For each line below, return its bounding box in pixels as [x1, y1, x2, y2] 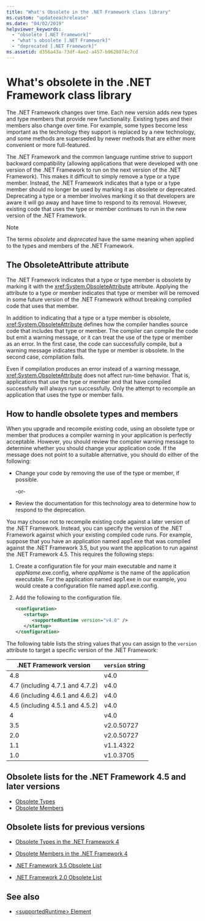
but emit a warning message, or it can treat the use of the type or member [6, 334, 193, 341]
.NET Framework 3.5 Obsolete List [15, 862, 102, 869]
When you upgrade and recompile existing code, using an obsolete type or [6, 425, 195, 432]
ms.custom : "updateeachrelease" [6, 15, 89, 21]
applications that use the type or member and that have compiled [6, 378, 171, 385]
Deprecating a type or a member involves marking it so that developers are [6, 192, 195, 199]
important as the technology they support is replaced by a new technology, [6, 128, 196, 136]
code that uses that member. [6, 302, 79, 310]
